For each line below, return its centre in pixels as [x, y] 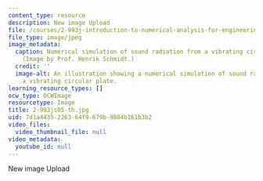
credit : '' [33, 67]
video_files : [29, 125]
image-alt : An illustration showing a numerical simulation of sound [131, 74]
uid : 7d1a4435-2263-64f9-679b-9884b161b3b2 [80, 118]
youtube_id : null [43, 147]
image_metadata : [34, 45]
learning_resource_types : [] [56, 88]
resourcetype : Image [42, 103]
